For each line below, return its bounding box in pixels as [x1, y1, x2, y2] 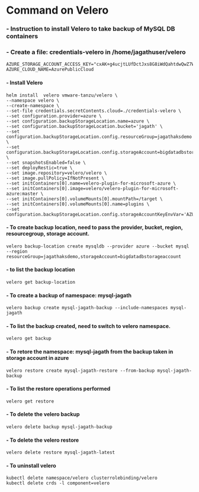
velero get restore [6, 398, 54, 404]
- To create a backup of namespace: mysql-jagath [6, 291, 132, 299]
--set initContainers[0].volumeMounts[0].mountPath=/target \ [6, 196, 163, 202]
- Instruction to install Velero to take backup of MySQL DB [6, 25, 175, 33]
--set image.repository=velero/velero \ [6, 170, 108, 176]
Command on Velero [6, 4, 109, 17]
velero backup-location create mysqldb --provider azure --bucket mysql [6, 243, 190, 249]
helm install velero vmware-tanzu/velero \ [6, 92, 118, 98]
